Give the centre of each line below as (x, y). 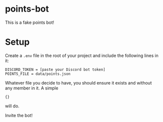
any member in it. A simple (32, 88)
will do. (12, 106)
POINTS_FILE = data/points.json (38, 74)
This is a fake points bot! (30, 22)
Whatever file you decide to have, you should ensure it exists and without (78, 83)
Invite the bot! (19, 115)
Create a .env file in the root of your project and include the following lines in (82, 55)
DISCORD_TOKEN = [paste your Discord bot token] (55, 70)
